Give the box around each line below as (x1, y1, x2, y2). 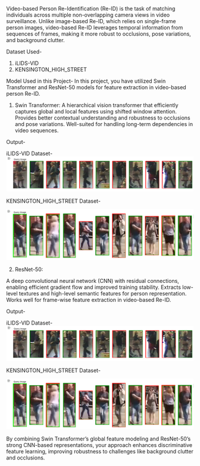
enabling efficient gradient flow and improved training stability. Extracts (6, 284, 182, 291)
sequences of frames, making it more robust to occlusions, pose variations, (6, 30, 192, 37)
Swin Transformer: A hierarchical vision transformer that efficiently (14, 102, 179, 109)
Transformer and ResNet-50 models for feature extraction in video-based (6, 84, 186, 91)
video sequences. (14, 127, 59, 134)
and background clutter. (6, 37, 65, 43)
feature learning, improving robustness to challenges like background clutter (6, 448, 193, 455)
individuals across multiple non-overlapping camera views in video (6, 11, 170, 18)
